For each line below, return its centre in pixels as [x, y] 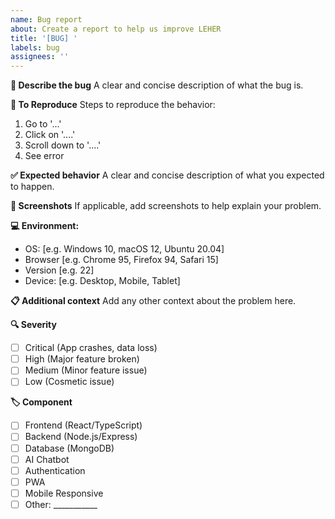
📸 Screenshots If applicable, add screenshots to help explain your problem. [166, 206]
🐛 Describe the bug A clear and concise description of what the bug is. [157, 85]
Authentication [55, 470]
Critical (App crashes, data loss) [91, 348]
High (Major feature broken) [82, 359]
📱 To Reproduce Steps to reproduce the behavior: [113, 105]
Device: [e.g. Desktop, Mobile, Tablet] [102, 281]
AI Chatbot [47, 459]
